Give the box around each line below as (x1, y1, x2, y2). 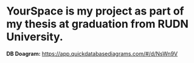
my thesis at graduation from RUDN (6, 17, 189, 31)
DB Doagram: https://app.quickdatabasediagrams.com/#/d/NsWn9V (6, 50, 178, 57)
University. (6, 30, 64, 44)
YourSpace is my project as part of (6, 4, 184, 18)
